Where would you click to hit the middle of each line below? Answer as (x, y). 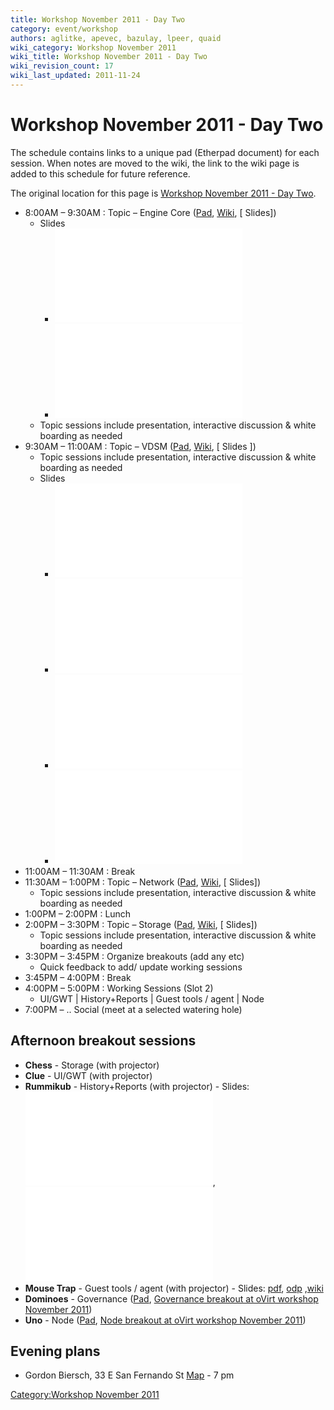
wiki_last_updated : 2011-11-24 (75, 76)
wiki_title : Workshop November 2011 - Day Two (109, 57)
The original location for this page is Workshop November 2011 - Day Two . (163, 193)
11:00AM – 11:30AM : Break (80, 871)
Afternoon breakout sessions (103, 1041)
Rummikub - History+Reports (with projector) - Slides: (137, 1086)
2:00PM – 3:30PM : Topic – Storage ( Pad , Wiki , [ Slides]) (141, 924)
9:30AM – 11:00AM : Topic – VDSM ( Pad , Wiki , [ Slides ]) (140, 446)
